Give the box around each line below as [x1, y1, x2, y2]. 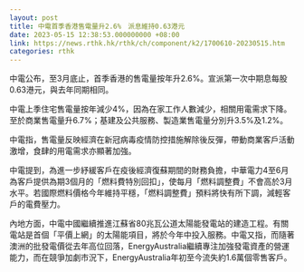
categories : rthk [9, 47, 75, 56]
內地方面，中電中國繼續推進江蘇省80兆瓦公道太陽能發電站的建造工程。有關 [9, 219, 290, 229]
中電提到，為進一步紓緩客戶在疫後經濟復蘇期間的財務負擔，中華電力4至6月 [9, 165, 290, 176]
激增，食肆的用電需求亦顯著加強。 [9, 146, 137, 157]
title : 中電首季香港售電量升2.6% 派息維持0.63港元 [9, 22, 185, 31]
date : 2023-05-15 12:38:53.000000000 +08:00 [9, 30, 180, 39]
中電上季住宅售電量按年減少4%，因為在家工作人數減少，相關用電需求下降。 [9, 103, 292, 114]
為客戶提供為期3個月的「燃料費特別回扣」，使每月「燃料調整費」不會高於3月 [9, 176, 293, 187]
